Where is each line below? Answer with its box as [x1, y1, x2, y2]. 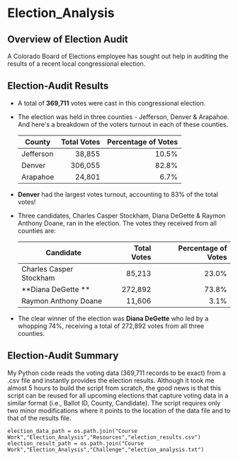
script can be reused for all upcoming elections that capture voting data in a [7, 391, 229, 400]
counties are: [17, 226, 57, 235]
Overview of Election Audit [7, 33, 129, 45]
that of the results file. [7, 413, 72, 422]
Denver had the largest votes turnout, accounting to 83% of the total [17, 190, 218, 198]
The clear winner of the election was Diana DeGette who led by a [17, 314, 209, 322]
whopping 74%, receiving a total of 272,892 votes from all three [17, 321, 204, 330]
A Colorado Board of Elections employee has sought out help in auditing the [7, 52, 229, 60]
